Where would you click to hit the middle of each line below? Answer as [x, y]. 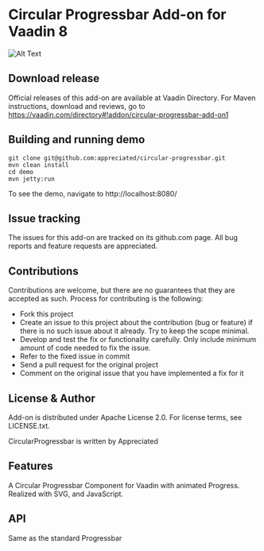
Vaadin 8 [38, 31]
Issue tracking [45, 218]
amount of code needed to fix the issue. [85, 348]
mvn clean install [39, 165]
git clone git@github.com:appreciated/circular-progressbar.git [117, 158]
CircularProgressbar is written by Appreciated [83, 441]
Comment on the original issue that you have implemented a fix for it [132, 373]
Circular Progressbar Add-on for [117, 15]
